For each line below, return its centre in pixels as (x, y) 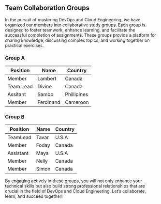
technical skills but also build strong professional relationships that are (75, 186)
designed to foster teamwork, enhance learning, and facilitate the (70, 30)
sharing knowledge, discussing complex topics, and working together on (77, 40)
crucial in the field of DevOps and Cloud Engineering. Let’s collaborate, (75, 191)
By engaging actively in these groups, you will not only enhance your (74, 181)
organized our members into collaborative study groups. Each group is (75, 25)
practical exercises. (24, 45)
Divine (45, 87)
